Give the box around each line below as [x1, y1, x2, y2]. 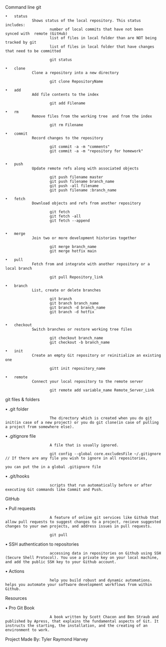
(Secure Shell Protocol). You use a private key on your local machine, [5, 555, 159, 560]
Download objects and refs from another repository [31, 201, 141, 206]
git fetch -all [49, 214, 81, 219]
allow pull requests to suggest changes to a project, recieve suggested [5, 519, 162, 524]
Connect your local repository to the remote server [31, 379, 143, 384]
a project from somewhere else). [5, 424, 75, 429]
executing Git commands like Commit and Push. [5, 487, 103, 492]
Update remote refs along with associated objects [31, 166, 139, 171]
